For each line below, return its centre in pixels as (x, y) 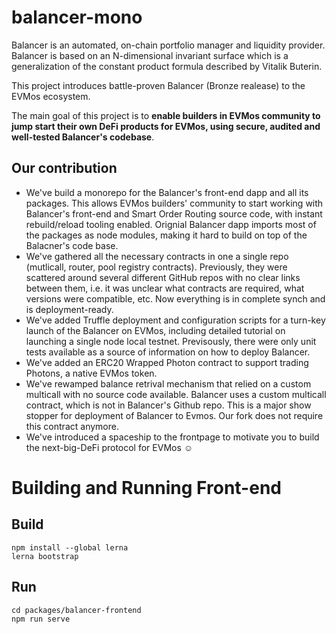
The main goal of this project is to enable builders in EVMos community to (166, 115)
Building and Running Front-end (146, 487)
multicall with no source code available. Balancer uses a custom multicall (176, 394)
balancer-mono (77, 17)
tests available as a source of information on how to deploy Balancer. (168, 352)
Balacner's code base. (72, 245)
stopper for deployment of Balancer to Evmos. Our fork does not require (174, 415)
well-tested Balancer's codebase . (83, 137)
